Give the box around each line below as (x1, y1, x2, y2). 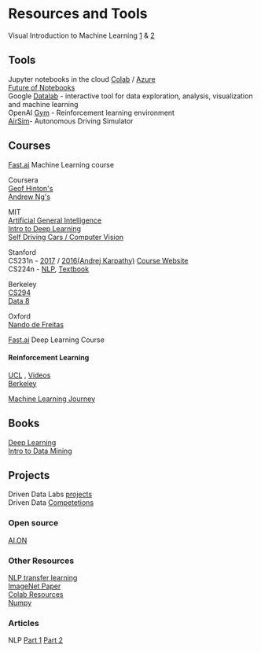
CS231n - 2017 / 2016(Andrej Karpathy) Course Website (8, 256, 189, 265)
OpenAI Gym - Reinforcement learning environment (8, 108, 175, 117)
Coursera (8, 175, 39, 185)
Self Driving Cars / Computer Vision (8, 232, 124, 241)
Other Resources (8, 555, 75, 566)
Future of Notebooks (8, 83, 75, 92)
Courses (8, 139, 51, 153)
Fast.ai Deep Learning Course (8, 335, 105, 344)
